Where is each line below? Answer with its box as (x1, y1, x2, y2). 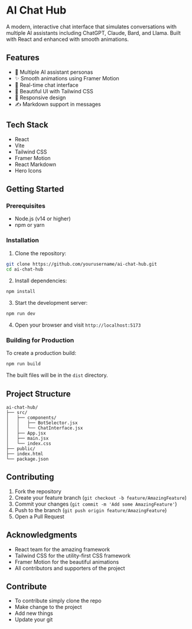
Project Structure (6, 389, 71, 399)
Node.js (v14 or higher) (14, 215, 71, 222)
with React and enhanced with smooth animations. (6, 35, 129, 43)
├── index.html (6, 451, 44, 457)
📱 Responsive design (14, 94, 66, 101)
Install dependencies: (14, 277, 67, 284)
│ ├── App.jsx (6, 431, 46, 436)
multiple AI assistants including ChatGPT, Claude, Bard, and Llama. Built (6, 29, 181, 36)
